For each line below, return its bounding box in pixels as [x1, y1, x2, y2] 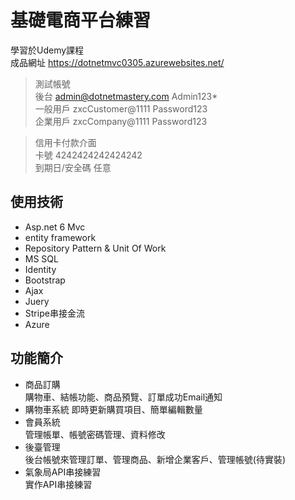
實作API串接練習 [24, 478, 93, 490]
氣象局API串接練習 [24, 466, 102, 478]
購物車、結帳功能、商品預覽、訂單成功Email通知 [24, 391, 223, 403]
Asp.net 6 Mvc [24, 221, 86, 233]
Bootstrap [24, 274, 66, 286]
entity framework [24, 231, 97, 243]
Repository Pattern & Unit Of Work [24, 242, 167, 254]
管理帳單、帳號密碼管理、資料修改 [24, 428, 166, 440]
